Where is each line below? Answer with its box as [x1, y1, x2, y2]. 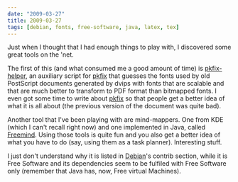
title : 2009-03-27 [7, 17, 62, 24]
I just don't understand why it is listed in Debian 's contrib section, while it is [7, 152, 228, 160]
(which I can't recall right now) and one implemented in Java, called [7, 123, 206, 132]
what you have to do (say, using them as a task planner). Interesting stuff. [7, 138, 222, 147]
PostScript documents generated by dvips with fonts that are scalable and [7, 79, 225, 88]
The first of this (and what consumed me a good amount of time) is [7, 64, 204, 73]
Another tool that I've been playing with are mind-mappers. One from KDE [7, 115, 224, 124]
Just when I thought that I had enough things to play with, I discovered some [7, 43, 232, 52]
